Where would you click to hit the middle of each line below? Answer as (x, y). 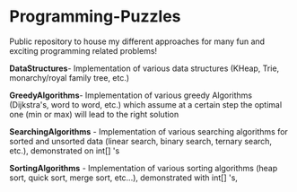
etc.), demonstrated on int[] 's (65, 151)
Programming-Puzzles (95, 17)
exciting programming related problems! (83, 50)
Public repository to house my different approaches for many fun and (137, 41)
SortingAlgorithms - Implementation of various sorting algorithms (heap (144, 168)
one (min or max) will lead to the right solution (94, 114)
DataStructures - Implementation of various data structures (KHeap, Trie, (144, 68)
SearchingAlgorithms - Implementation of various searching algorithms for (149, 131)
